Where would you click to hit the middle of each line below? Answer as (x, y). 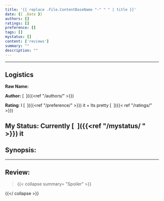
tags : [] (14, 32)
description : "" (21, 50)
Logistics (19, 74)
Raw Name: (17, 86)
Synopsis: (21, 150)
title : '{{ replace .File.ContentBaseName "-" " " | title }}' (71, 10)
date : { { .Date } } (24, 14)
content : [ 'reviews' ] (27, 41)
